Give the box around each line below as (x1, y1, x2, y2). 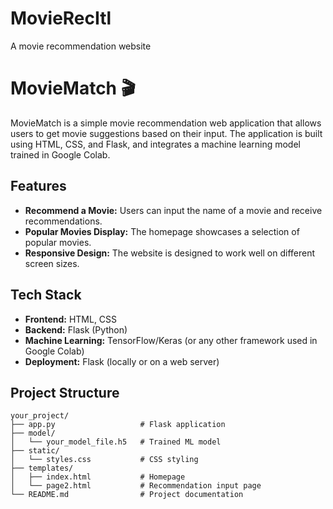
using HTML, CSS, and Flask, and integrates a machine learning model (10, 138, 301, 150)
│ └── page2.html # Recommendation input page (10, 481, 262, 491)
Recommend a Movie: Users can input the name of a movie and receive (24, 204, 323, 216)
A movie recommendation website (10, 40, 152, 52)
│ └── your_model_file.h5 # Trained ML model (10, 437, 222, 447)
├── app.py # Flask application (10, 420, 226, 430)
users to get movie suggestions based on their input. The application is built (10, 127, 323, 139)
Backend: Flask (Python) (24, 323, 128, 336)
